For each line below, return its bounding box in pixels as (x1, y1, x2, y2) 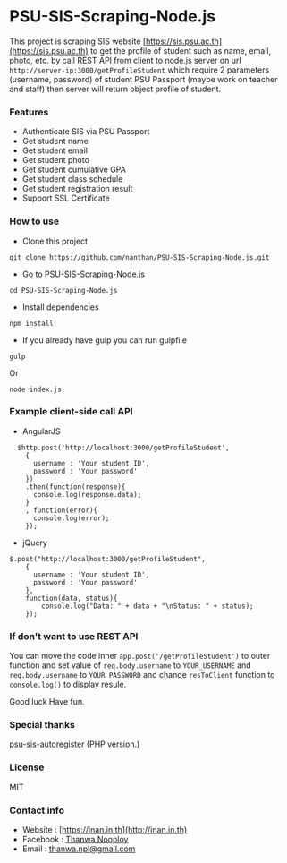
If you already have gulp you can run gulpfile (21, 334, 188, 346)
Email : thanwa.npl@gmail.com (21, 843, 136, 854)
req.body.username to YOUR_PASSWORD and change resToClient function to (9, 670, 275, 680)
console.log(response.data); (32, 490, 142, 499)
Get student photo (21, 155, 89, 166)
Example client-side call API (9, 406, 133, 418)
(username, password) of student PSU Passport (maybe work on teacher (9, 73, 278, 84)
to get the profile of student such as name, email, (89, 45, 271, 56)
